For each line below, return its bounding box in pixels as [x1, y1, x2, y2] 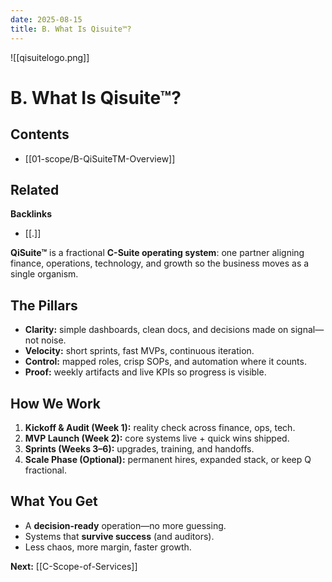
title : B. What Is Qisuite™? [10, 24, 132, 34]
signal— [290, 324, 325, 336]
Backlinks [10, 208, 53, 220]
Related [10, 181, 60, 198]
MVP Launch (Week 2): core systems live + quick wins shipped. [24, 432, 290, 444]
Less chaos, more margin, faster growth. [24, 541, 192, 553]
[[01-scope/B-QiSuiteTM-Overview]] [24, 152, 176, 165]
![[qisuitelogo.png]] [10, 51, 90, 63]
